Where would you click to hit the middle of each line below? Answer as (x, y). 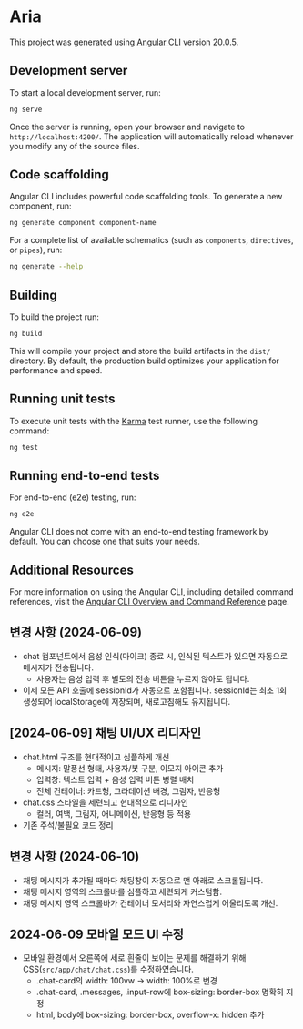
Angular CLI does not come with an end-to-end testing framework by (139, 532)
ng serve (26, 109)
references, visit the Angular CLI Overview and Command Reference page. (149, 602)
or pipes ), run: (36, 250)
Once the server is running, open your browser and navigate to (127, 127)
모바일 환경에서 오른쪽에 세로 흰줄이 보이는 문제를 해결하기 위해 (134, 958)
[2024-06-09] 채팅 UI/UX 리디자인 (106, 734)
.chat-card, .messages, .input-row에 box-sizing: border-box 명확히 (160, 992)
